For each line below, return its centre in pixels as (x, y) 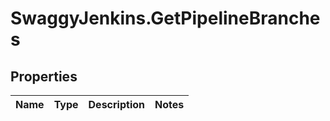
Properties (44, 76)
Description (116, 104)
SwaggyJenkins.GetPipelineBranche (165, 18)
